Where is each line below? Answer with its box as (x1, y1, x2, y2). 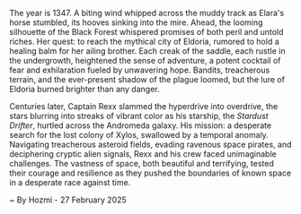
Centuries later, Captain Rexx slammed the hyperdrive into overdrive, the (9, 101, 279, 111)
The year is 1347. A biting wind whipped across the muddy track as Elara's (9, 8, 285, 18)
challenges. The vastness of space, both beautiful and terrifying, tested (9, 158, 274, 168)
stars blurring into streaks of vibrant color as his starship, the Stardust (9, 111, 269, 121)
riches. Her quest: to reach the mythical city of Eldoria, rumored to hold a (9, 36, 280, 47)
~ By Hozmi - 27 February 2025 (9, 194, 128, 205)
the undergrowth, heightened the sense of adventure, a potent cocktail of (9, 56, 281, 65)
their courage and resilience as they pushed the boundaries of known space (9, 167, 292, 178)
